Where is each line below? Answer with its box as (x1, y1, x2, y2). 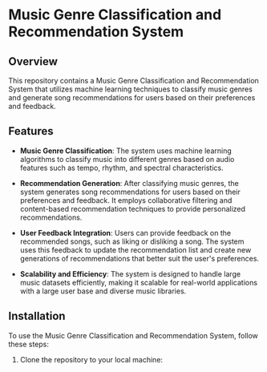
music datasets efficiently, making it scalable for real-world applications (19, 277, 258, 287)
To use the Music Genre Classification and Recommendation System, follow (8, 330, 259, 340)
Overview (8, 55, 59, 68)
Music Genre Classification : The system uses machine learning (19, 146, 233, 156)
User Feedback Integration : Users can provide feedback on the (19, 228, 231, 237)
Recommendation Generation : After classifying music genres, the (19, 178, 239, 188)
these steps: (8, 339, 50, 349)
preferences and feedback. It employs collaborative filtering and (19, 195, 233, 205)
